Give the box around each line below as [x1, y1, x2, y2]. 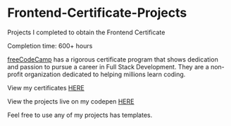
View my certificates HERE [7, 83, 85, 92]
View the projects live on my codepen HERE [7, 97, 135, 106]
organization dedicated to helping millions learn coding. [24, 70, 186, 78]
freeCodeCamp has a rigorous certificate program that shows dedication [7, 55, 218, 64]
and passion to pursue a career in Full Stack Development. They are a [7, 62, 209, 71]
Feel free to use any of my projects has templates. [7, 111, 153, 119]
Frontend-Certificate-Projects [7, 5, 187, 21]
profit [7, 70, 23, 78]
